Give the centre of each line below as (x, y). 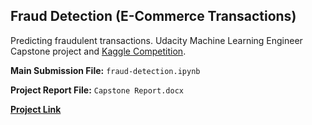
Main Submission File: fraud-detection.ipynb (105, 70)
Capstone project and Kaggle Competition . (98, 51)
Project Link (36, 109)
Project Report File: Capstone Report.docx (97, 90)
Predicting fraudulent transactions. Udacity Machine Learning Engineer (156, 40)
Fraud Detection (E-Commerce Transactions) (153, 16)
